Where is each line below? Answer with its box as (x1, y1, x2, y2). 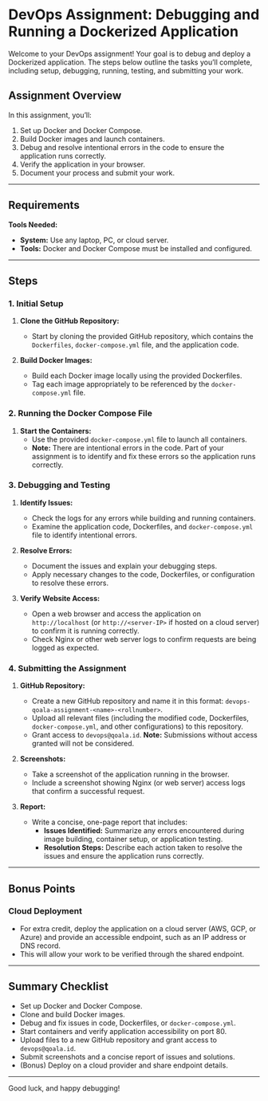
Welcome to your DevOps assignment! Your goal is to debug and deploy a (8, 49, 251, 58)
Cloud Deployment (8, 906, 82, 917)
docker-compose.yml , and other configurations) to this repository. (31, 722, 243, 731)
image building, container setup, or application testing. (43, 835, 223, 844)
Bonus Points (8, 882, 76, 895)
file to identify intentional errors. (31, 530, 137, 540)
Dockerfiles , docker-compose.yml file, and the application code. (31, 340, 239, 350)
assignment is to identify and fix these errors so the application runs (31, 451, 256, 461)
